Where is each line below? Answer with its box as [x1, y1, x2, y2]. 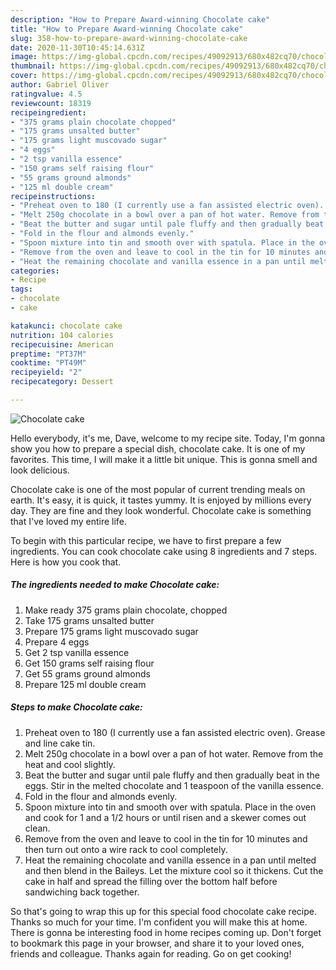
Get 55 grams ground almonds [24, 667, 152, 680]
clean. [24, 822, 51, 834]
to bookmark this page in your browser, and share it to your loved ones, [10, 937, 305, 949]
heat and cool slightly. [24, 758, 116, 770]
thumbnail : [10, 61, 56, 71]
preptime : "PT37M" [10, 349, 87, 359]
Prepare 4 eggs [24, 636, 90, 648]
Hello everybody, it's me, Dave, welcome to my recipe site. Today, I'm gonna [10, 432, 326, 444]
